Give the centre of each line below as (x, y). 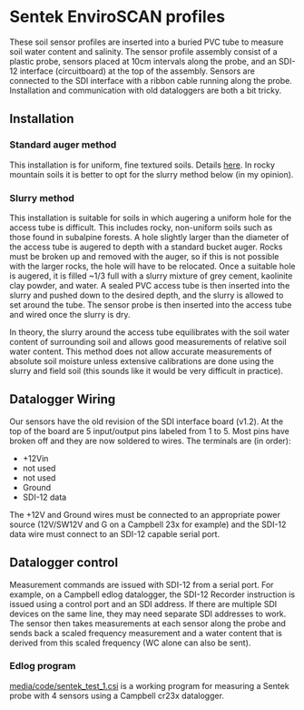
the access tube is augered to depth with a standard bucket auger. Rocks (146, 247)
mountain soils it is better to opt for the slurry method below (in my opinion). (152, 174)
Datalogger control (64, 563)
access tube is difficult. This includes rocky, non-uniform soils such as (141, 227)
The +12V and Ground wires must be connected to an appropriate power (145, 514)
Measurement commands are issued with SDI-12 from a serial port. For (142, 584)
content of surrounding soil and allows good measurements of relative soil (148, 341)
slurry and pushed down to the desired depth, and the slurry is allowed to (147, 295)
